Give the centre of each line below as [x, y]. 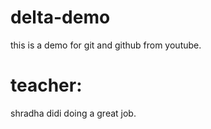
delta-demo [60, 17]
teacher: [46, 85]
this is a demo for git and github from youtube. [106, 45]
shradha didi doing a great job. [73, 113]
